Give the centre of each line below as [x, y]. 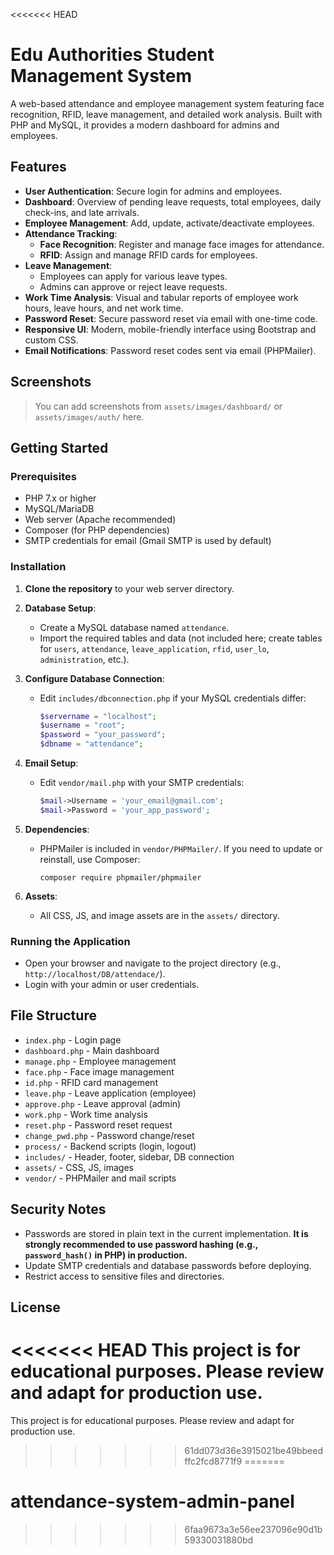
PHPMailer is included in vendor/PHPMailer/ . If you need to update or [181, 848]
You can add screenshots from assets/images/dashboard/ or [158, 406]
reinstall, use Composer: [90, 859]
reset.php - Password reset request [98, 1125]
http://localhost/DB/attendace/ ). [95, 974]
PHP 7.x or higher [60, 498]
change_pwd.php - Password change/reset [109, 1135]
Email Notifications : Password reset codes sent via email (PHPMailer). [170, 350]
